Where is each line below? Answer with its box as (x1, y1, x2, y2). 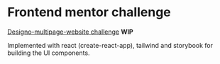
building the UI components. (7, 49, 90, 57)
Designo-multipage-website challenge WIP (7, 27, 133, 36)
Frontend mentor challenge (7, 4, 172, 20)
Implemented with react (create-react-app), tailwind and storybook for (7, 41, 214, 49)
